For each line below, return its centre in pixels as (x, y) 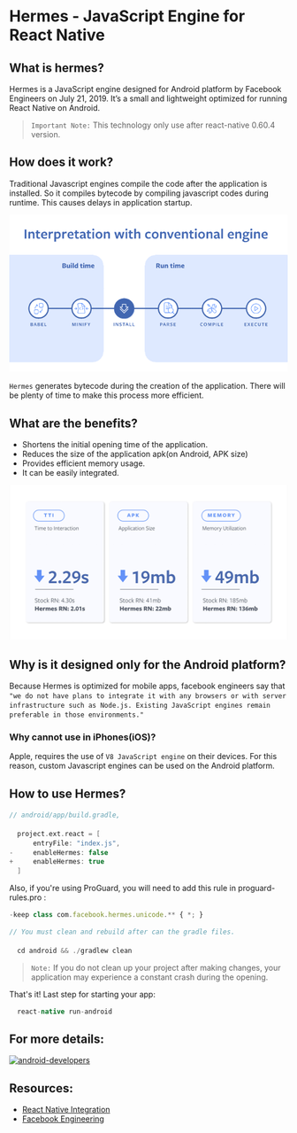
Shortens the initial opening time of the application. (115, 445)
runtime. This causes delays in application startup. (101, 202)
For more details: (57, 1039)
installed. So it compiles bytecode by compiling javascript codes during (139, 193)
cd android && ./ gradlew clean (75, 951)
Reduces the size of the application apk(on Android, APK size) (135, 454)
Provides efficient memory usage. (84, 463)
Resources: (41, 1088)
